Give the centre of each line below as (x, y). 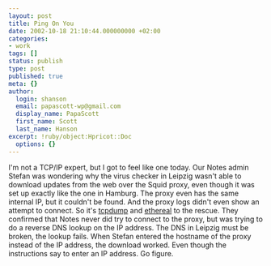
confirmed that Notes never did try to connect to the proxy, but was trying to (135, 219)
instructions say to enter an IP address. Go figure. (91, 253)
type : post (27, 69)
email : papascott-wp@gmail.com (68, 106)
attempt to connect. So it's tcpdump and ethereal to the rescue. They (123, 210)
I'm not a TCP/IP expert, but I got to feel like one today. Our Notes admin (129, 167)
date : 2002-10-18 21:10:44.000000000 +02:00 (85, 31)
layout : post (30, 16)
